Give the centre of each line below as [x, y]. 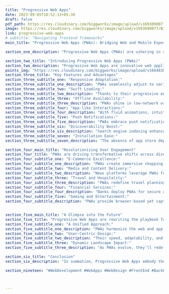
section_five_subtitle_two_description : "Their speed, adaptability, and [84, 238]
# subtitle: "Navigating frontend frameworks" [55, 38]
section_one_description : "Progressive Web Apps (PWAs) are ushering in [83, 52]
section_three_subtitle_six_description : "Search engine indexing [76, 131]
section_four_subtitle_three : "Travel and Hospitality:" [66, 178]
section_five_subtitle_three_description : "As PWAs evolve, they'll [78, 248]
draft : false [19, 19]
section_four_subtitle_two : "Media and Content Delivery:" [68, 168]
